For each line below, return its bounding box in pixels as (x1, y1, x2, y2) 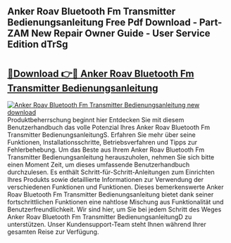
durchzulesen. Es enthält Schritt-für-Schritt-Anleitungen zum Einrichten (7, 168, 215, 176)
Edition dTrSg (7, 39, 68, 51)
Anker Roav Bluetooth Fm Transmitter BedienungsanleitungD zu (7, 213, 192, 221)
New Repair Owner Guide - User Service (31, 27, 211, 39)
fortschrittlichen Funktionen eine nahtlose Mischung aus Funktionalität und (7, 198, 224, 206)
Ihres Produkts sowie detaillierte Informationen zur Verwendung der (7, 176, 204, 183)
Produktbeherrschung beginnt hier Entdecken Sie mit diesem (7, 116, 185, 124)
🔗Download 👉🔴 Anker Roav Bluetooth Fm (7, 67, 194, 79)
